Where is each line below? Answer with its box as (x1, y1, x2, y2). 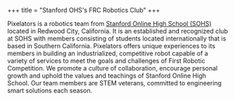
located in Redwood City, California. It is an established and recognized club (7, 27, 229, 35)
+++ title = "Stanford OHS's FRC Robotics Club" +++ (7, 6, 160, 14)
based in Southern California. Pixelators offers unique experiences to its (7, 42, 216, 50)
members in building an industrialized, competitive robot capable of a (7, 49, 209, 57)
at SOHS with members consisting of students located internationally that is (7, 34, 227, 43)
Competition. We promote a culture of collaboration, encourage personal (7, 64, 218, 72)
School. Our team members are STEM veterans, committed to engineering (7, 79, 222, 87)
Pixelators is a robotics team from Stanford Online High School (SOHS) (7, 20, 212, 27)
